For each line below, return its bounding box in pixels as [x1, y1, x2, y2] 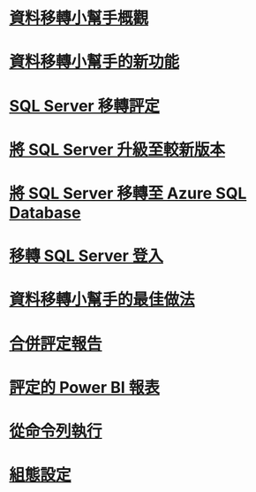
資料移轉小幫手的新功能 [9, 52, 180, 72]
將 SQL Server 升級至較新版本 [9, 139, 226, 159]
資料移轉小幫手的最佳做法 [9, 289, 196, 310]
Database [9, 203, 81, 222]
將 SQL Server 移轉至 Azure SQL [9, 183, 247, 204]
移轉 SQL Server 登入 [9, 246, 164, 266]
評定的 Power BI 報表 [9, 377, 161, 397]
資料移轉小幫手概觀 [9, 8, 149, 28]
